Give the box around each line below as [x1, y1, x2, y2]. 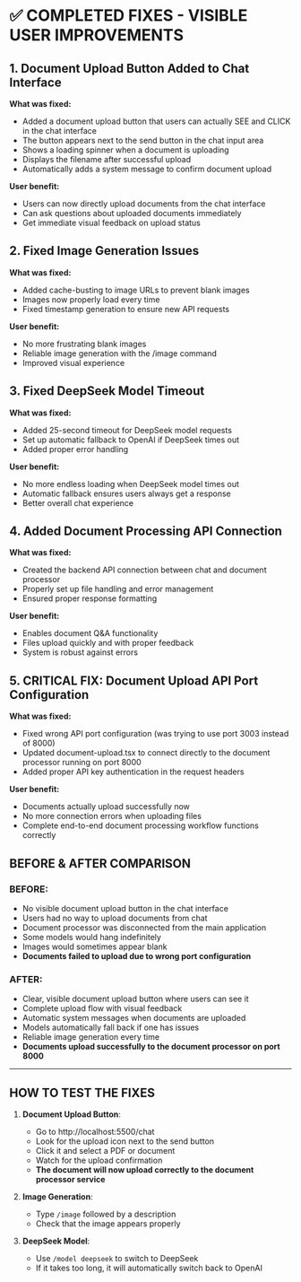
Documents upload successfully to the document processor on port [21, 1042, 280, 1052]
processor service [35, 1174, 106, 1185]
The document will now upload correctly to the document [35, 1164, 254, 1175]
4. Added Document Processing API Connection [9, 524, 282, 539]
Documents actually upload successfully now [21, 801, 191, 812]
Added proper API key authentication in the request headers [21, 766, 245, 777]
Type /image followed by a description [35, 1208, 176, 1220]
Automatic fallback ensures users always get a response [21, 488, 231, 499]
